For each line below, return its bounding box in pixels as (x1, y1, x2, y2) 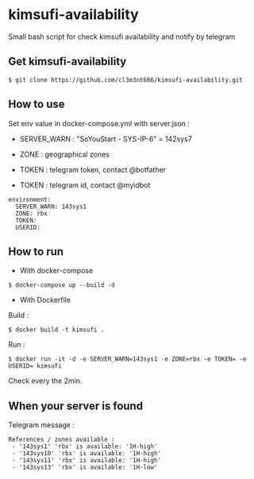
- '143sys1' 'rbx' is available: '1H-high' (11, 442, 158, 450)
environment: (8, 195, 52, 203)
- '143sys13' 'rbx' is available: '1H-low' (11, 463, 158, 472)
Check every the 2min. (8, 376, 83, 386)
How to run (8, 245, 64, 258)
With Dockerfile (19, 296, 71, 305)
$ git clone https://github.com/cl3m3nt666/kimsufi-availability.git (8, 75, 244, 84)
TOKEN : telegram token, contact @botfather (19, 164, 167, 174)
